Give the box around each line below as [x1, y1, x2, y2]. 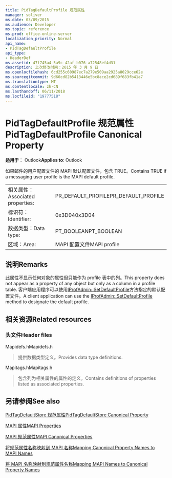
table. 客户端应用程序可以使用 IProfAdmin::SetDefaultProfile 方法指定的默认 [5, 286, 161, 293]
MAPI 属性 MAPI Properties [5, 422, 61, 429]
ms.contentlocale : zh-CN [5, 84, 58, 89]
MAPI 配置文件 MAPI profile [55, 241, 120, 248]
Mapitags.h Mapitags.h [5, 364, 53, 371]
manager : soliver [5, 12, 42, 17]
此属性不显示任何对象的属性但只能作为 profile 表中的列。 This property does [5, 274, 165, 281]
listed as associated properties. [17, 381, 84, 387]
